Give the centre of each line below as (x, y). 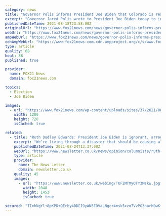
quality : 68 (17, 51)
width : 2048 (35, 188)
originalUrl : (19, 28)
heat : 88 (14, 56)
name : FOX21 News (27, 74)
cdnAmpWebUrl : (20, 42)
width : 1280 (26, 115)
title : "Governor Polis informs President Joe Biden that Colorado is (79, 14)
